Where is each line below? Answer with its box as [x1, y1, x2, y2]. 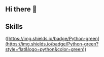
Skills [5, 22, 23, 31]
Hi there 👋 [5, 5, 37, 14]
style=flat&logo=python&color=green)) [5, 46, 87, 52]
